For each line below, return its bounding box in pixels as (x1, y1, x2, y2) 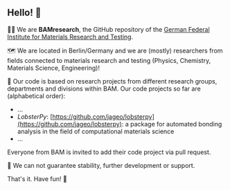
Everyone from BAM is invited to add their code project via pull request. (7, 148, 211, 156)
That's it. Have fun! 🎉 (7, 174, 67, 183)
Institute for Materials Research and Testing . (7, 32, 134, 41)
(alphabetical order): (7, 91, 66, 100)
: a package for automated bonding (121, 120, 222, 128)
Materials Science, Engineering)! (7, 64, 100, 72)
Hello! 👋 (7, 7, 42, 19)
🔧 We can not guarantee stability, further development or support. (7, 161, 195, 169)
